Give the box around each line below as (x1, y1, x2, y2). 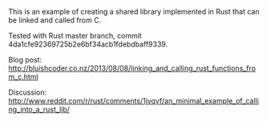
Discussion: (8, 87, 47, 97)
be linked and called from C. (8, 15, 102, 25)
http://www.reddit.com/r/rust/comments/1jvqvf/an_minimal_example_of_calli (8, 96, 259, 105)
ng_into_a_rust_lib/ (8, 104, 71, 114)
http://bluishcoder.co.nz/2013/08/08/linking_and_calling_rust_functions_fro (8, 63, 257, 73)
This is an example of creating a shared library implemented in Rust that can (8, 7, 260, 16)
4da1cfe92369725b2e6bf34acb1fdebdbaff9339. (8, 39, 168, 49)
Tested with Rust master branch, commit (8, 31, 142, 40)
